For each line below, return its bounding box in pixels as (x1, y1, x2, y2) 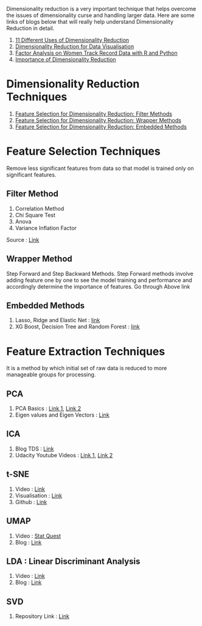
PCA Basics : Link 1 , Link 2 (15, 405, 82, 412)
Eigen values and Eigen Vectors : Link (15, 411, 110, 419)
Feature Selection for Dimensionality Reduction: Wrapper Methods (15, 116, 181, 124)
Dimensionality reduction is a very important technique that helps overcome (6, 5, 197, 12)
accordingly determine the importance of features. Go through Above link (6, 283, 190, 290)
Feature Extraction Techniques (6, 344, 165, 358)
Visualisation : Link (15, 491, 63, 499)
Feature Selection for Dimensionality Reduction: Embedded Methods (15, 123, 187, 130)
